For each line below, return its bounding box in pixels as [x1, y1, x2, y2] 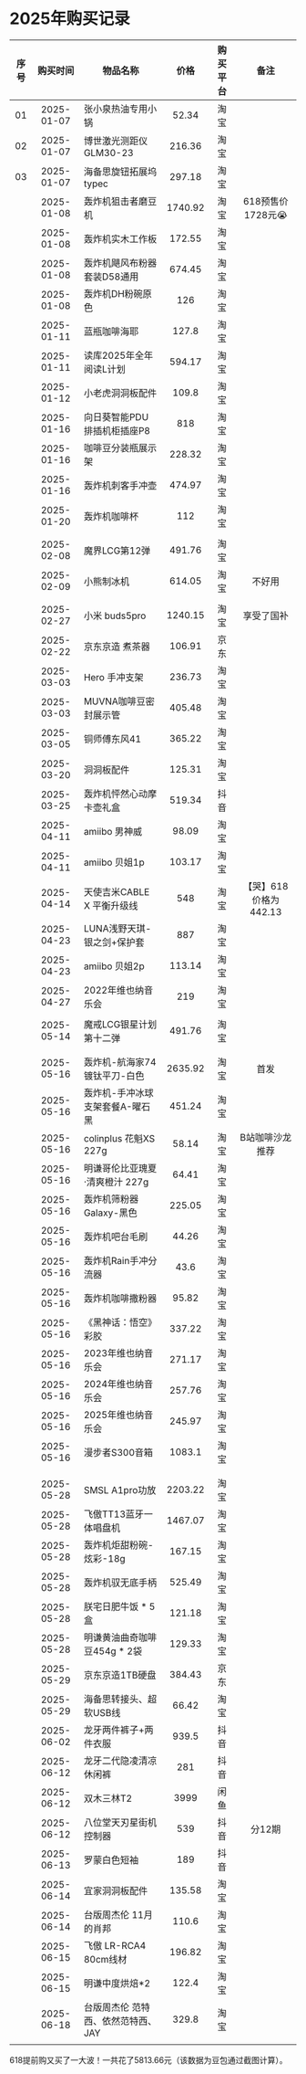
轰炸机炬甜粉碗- [83, 1538, 154, 1551]
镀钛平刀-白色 [83, 1069, 145, 1082]
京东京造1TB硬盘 [83, 1669, 157, 1681]
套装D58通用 [83, 270, 139, 283]
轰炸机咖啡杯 [83, 510, 139, 522]
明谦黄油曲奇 [83, 1631, 139, 1644]
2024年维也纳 [83, 1377, 144, 1390]
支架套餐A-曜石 [83, 1100, 151, 1112]
